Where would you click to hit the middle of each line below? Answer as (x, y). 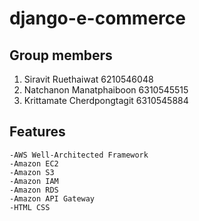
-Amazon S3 (32, 172)
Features (37, 132)
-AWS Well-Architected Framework (79, 155)
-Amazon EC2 (34, 163)
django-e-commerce (97, 18)
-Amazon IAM (34, 181)
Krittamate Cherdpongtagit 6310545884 (106, 100)
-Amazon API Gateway (52, 198)
